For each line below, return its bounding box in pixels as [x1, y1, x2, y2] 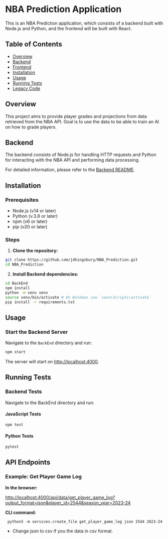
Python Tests [5, 433, 34, 439]
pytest [5, 444, 19, 450]
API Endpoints [5, 458, 51, 467]
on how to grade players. [5, 124, 57, 130]
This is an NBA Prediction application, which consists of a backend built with [5, 20, 163, 26]
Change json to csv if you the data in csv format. [12, 528, 113, 534]
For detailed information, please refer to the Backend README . [5, 167, 135, 173]
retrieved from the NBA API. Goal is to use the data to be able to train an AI [5, 118, 159, 124]
